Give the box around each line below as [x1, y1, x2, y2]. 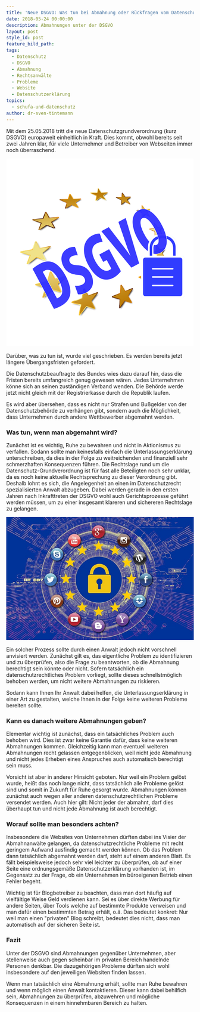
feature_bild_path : [6, 41, 55, 47]
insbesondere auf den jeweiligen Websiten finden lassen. [6, 968, 146, 976]
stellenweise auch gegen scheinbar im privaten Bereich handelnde [6, 956, 170, 963]
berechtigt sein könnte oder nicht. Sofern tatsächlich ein [6, 665, 144, 672]
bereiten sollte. [6, 701, 43, 709]
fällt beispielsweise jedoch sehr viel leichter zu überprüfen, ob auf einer [6, 859, 182, 866]
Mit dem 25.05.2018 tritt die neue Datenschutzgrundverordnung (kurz [6, 127, 177, 134]
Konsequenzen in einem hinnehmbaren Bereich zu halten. [6, 999, 148, 1006]
